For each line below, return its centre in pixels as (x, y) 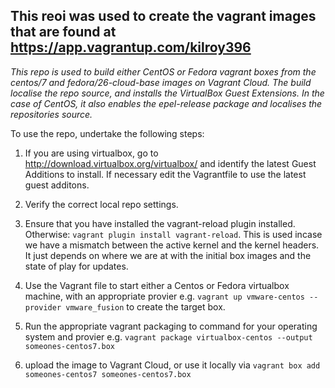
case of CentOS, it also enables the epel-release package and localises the (166, 103)
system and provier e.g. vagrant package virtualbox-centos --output (168, 336)
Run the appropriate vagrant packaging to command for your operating (171, 326)
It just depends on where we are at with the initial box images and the (168, 255)
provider (43, 307)
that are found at (63, 32)
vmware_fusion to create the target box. (145, 306)
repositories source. (51, 114)
